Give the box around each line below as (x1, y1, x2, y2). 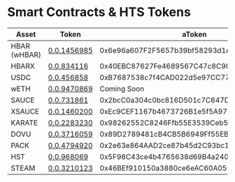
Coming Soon (99, 84, 145, 93)
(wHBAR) (10, 50, 42, 59)
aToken (182, 29, 207, 39)
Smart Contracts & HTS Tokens (7, 4, 191, 20)
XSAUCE (10, 106, 40, 116)
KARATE (10, 118, 38, 128)
